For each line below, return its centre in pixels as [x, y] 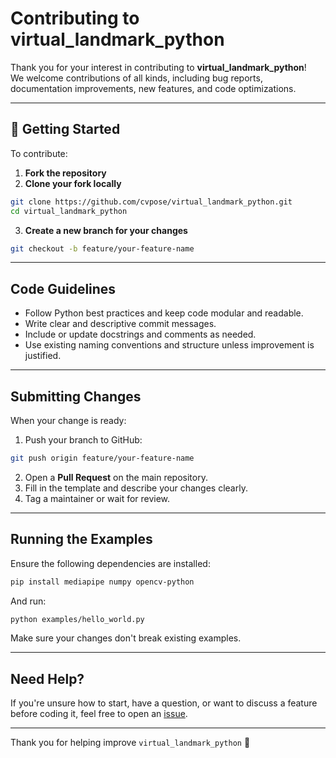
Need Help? [47, 678]
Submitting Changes [76, 396]
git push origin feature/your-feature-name [102, 458]
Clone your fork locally [73, 183]
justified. [43, 356]
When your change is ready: [68, 420]
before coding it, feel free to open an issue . [99, 714]
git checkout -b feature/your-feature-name [102, 248]
